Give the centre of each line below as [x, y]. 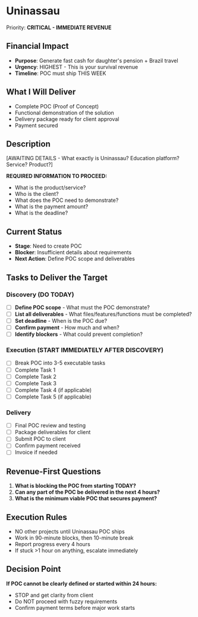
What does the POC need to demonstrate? [67, 200]
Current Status [34, 231]
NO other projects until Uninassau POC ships [70, 532]
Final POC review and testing [50, 426]
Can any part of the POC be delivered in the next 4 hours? [87, 492]
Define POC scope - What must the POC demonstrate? [82, 307]
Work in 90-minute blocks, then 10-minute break [74, 538]
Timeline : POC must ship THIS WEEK [60, 73]
